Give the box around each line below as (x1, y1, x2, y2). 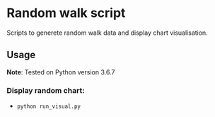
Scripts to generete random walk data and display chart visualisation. (6, 28, 208, 37)
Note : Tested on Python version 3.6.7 (6, 67, 115, 76)
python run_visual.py (16, 103, 81, 111)
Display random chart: (6, 85, 86, 95)
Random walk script (6, 5, 126, 21)
